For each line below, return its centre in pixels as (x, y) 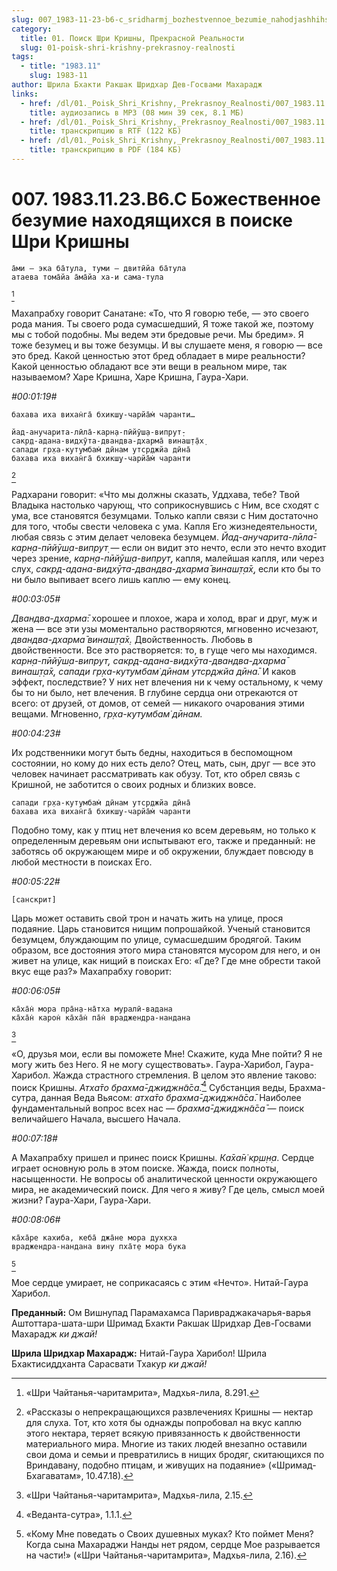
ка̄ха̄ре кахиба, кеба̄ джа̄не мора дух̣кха (94, 1238)
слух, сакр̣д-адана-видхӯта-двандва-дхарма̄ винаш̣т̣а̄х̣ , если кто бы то (166, 568)
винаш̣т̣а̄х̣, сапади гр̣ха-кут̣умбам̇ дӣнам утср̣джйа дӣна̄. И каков (154, 671)
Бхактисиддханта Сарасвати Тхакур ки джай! (109, 1364)
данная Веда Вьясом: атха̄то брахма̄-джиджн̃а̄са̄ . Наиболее (171, 1098)
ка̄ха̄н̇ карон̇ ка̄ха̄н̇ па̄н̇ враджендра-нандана (101, 1017)
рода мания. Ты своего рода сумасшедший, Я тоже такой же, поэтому (162, 323)
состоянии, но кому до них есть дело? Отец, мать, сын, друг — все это (163, 763)
